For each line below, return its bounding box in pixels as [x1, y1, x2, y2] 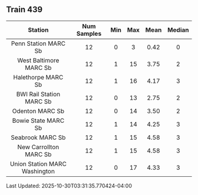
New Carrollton [17, 143, 60, 151]
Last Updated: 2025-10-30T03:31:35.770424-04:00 [6, 182, 133, 189]
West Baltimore [17, 56, 60, 64]
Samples [76, 29, 102, 38]
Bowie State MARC [12, 116, 65, 125]
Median [167, 26, 189, 34]
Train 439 [6, 5, 43, 15]
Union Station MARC [9, 160, 67, 168]
